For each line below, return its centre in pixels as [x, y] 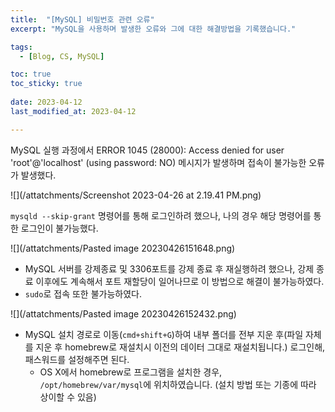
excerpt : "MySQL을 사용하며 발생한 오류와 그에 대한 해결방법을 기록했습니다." [153, 29]
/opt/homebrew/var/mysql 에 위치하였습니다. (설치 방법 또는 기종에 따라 [178, 384]
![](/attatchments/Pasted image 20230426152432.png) [123, 313]
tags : [21, 47]
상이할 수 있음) [68, 397]
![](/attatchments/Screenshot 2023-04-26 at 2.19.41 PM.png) [136, 195]
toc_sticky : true [46, 84]
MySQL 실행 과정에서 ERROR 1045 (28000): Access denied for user [147, 150]
